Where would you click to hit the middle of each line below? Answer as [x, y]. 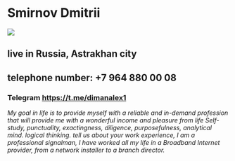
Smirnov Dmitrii [54, 13]
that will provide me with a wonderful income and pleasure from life [106, 120]
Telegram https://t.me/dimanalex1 [67, 97]
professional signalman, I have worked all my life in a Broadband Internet [114, 143]
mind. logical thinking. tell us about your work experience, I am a [101, 135]
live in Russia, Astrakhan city [72, 54]
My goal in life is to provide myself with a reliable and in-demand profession [118, 113]
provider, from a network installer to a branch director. [86, 150]
